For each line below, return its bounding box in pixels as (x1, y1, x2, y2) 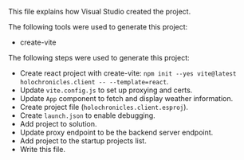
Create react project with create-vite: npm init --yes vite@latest (19, 68, 237, 78)
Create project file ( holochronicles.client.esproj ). (19, 103, 189, 111)
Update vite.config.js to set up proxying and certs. (19, 85, 193, 95)
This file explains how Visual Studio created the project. (8, 7, 191, 16)
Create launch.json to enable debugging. (19, 111, 155, 120)
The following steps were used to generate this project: (8, 53, 190, 62)
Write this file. (19, 145, 66, 154)
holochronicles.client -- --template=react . (19, 77, 169, 86)
